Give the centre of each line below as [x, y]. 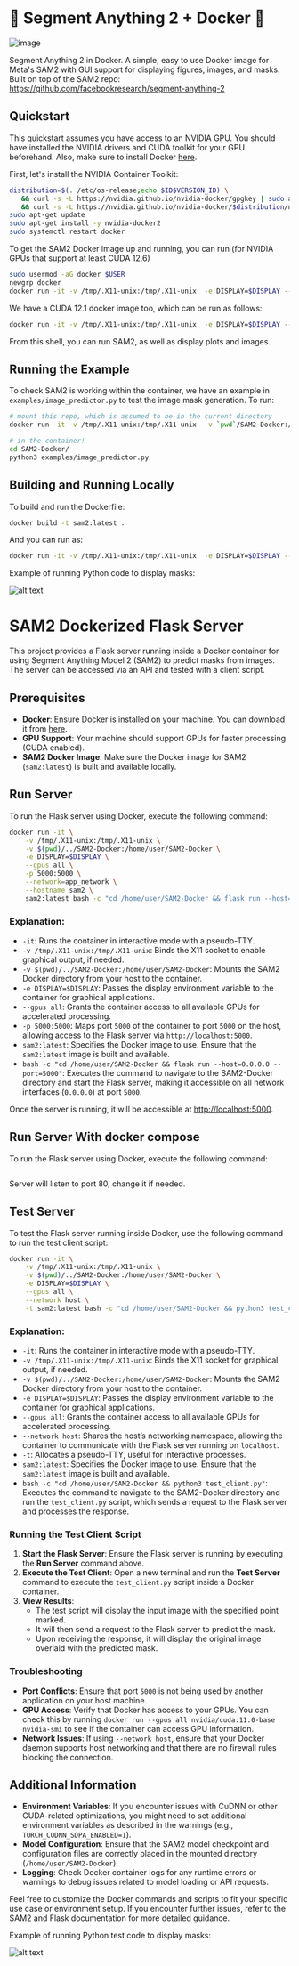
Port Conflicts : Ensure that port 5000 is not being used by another [143, 1691]
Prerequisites [47, 698]
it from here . [45, 728]
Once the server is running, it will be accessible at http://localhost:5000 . [141, 1109]
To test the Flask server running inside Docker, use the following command [146, 1233]
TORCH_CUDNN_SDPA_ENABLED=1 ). [77, 1835]
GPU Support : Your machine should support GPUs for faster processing [154, 738]
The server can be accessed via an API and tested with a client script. [137, 670]
